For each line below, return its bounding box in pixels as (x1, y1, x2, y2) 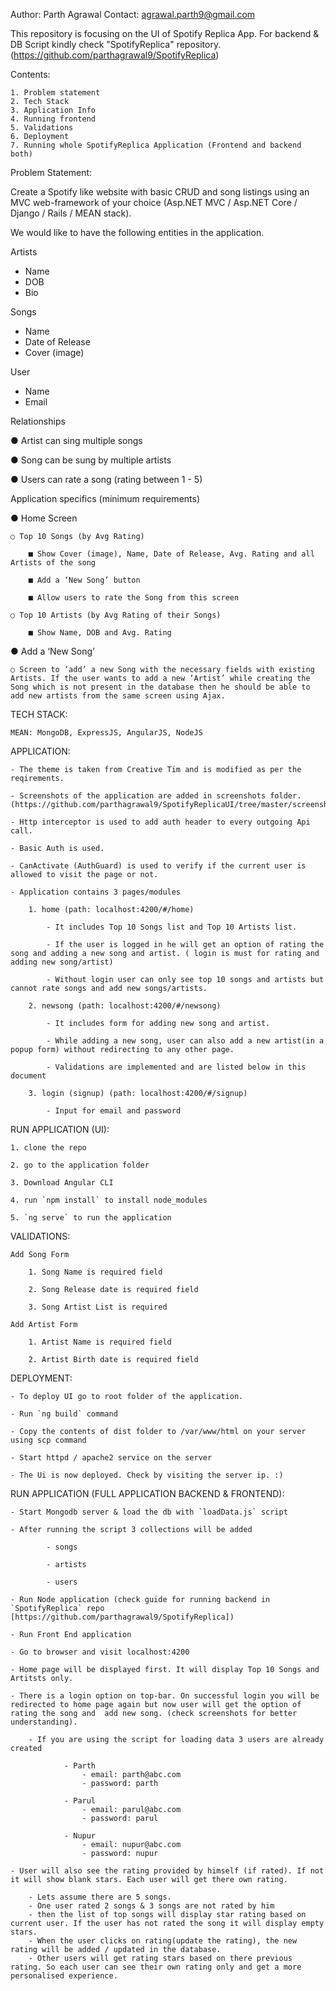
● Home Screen (10, 512, 78, 524)
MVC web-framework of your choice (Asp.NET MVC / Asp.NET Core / (10, 197, 298, 208)
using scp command (10, 1435, 87, 1445)
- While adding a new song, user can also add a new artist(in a (46, 1036, 325, 1046)
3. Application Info (10, 105, 97, 115)
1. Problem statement (10, 88, 101, 98)
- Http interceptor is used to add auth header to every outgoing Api (10, 817, 311, 827)
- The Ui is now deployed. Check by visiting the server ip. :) (10, 1470, 284, 1480)
